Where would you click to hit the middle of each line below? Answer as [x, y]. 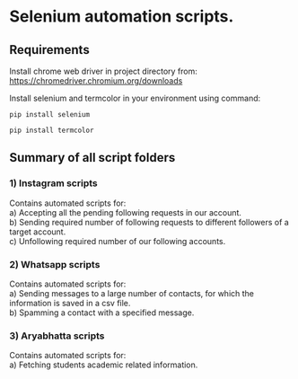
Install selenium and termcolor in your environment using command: [135, 98]
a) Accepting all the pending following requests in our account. [126, 212]
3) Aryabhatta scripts [57, 336]
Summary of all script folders [92, 158]
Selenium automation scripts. [122, 17]
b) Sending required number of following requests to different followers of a [149, 222]
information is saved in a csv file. [70, 303]
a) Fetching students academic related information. [104, 365]
